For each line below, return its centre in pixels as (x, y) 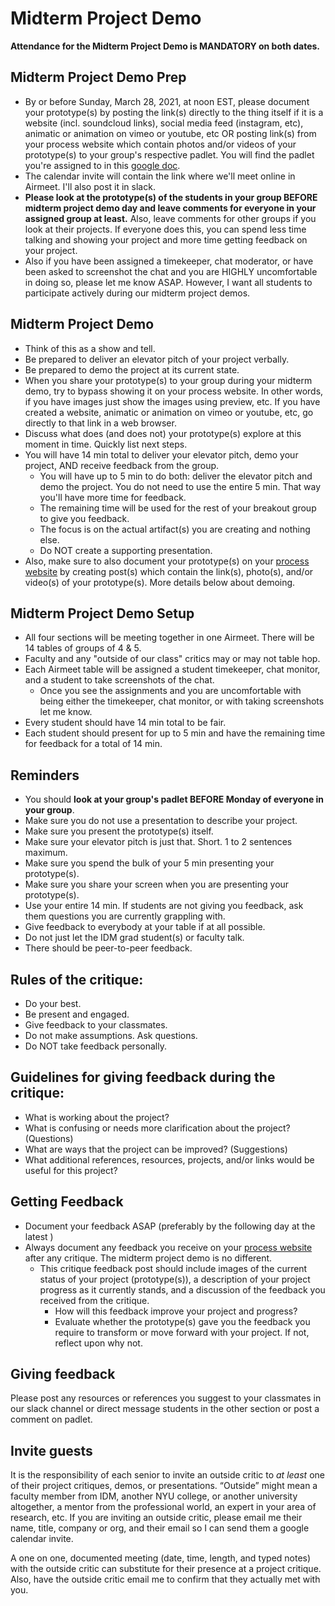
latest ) (39, 1236)
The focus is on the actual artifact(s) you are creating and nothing (175, 529)
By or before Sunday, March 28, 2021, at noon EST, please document (167, 101)
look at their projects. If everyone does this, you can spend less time (165, 229)
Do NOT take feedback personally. (95, 1046)
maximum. (46, 853)
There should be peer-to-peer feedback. (108, 948)
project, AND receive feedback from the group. (122, 465)
